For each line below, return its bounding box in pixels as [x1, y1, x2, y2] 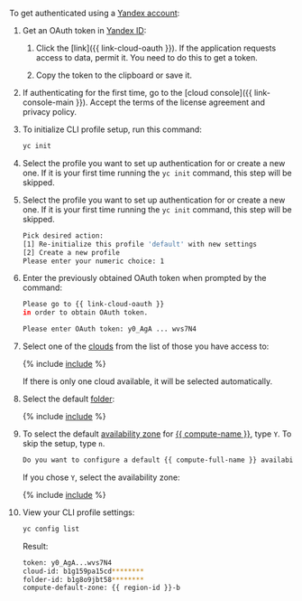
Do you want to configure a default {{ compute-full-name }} [22, 455, 258, 465]
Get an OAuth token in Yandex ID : [22, 25, 147, 35]
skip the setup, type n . [22, 438, 105, 448]
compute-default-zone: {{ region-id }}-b [22, 583, 180, 593]
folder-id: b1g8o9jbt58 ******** [22, 575, 144, 584]
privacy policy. [22, 107, 78, 117]
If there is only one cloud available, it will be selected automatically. [22, 376, 273, 387]
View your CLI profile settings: [22, 506, 135, 518]
